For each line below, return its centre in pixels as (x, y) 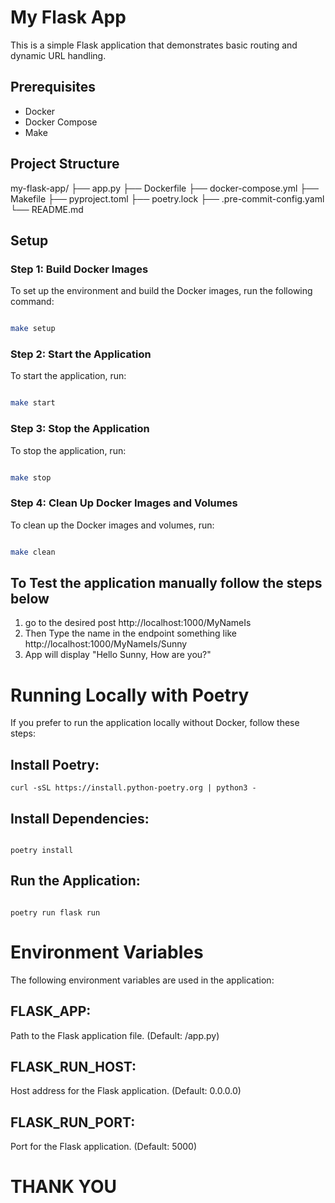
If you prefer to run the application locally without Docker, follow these (155, 723)
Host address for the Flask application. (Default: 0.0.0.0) (126, 1091)
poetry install (42, 851)
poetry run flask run (55, 912)
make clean (33, 552)
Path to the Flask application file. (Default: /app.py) (115, 1035)
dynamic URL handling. (58, 55)
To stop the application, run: (68, 450)
